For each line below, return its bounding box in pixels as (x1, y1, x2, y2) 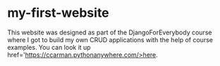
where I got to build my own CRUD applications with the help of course (7, 35, 214, 44)
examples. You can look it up (7, 43, 91, 51)
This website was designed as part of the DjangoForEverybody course (7, 28, 212, 37)
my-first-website (7, 5, 109, 21)
